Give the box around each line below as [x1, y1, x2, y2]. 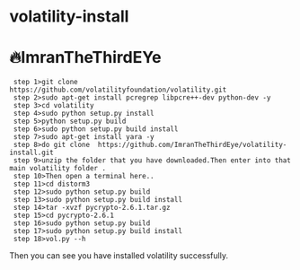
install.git [9, 148, 54, 158]
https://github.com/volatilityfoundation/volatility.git [9, 85, 227, 95]
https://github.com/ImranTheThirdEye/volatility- [97, 141, 287, 150]
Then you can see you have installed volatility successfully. [9, 250, 229, 261]
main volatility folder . [9, 164, 106, 173]
